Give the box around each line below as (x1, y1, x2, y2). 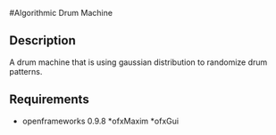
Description (9, 33, 76, 48)
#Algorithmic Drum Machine (9, 8, 113, 18)
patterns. (9, 66, 43, 76)
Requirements (9, 92, 89, 107)
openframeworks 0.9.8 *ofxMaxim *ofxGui (21, 115, 180, 126)
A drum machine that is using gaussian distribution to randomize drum (9, 57, 268, 67)
